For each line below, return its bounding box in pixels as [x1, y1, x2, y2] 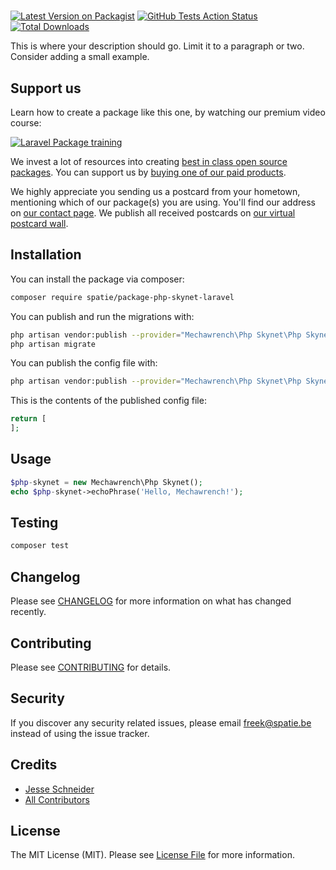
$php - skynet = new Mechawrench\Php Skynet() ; [10, 477, 203, 487]
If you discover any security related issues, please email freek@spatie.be [10, 716, 312, 729]
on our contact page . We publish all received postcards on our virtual [10, 207, 296, 219]
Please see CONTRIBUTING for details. [10, 661, 172, 673]
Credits [10, 756, 58, 774]
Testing [10, 515, 59, 532]
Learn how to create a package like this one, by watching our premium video [10, 106, 326, 118]
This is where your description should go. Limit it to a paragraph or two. [10, 40, 305, 52]
